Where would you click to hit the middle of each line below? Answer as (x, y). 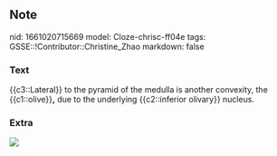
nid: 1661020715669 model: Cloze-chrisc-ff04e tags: (108, 36)
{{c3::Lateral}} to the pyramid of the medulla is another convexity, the (139, 90)
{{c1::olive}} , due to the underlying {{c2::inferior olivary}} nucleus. (132, 100)
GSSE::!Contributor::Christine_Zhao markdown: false (107, 46)
